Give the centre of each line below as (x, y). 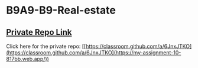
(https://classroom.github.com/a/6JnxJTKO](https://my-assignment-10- (94, 53)
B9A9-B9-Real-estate (61, 10)
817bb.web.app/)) (27, 59)
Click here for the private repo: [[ (46, 46)
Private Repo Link (39, 32)
